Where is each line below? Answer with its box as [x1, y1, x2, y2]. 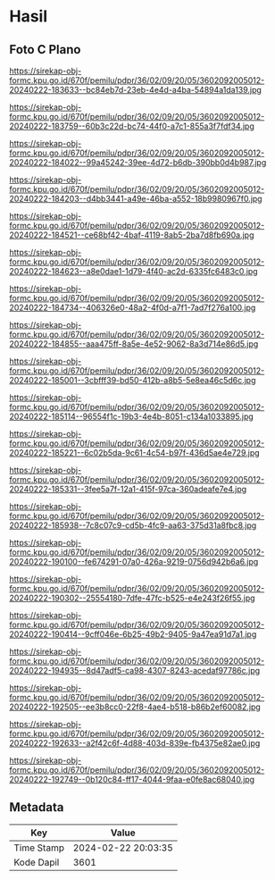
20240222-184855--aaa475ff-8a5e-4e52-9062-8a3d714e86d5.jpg [9, 339, 259, 349]
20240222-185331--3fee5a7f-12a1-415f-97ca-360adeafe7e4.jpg [9, 484, 247, 494]
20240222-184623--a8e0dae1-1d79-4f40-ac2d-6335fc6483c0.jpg [9, 266, 258, 276]
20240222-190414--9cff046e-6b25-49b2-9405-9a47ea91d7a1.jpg [9, 629, 257, 640]
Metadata [9, 800, 64, 815]
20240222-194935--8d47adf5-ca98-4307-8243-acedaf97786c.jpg [9, 666, 261, 675]
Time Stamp [13, 842, 65, 854]
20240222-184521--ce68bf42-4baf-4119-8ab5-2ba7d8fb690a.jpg [9, 230, 254, 240]
